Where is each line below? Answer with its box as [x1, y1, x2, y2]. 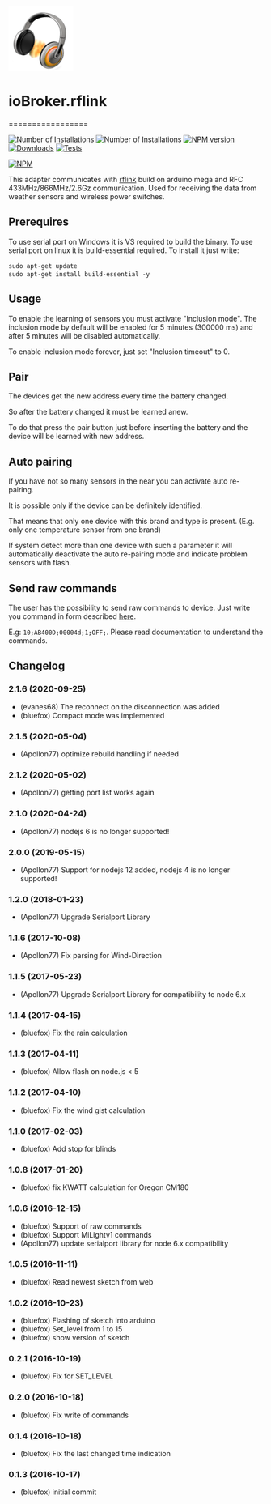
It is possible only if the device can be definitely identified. [8, 501, 203, 510]
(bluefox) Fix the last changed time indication [19, 1449, 171, 1459]
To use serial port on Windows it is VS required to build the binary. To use [8, 236, 253, 246]
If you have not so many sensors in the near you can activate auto [8, 476, 228, 486]
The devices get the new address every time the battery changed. [8, 391, 229, 401]
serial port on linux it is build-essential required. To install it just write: [8, 245, 239, 255]
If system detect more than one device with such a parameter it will [8, 541, 233, 551]
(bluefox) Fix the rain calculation [19, 1028, 128, 1038]
